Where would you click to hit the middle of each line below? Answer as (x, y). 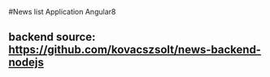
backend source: (52, 37)
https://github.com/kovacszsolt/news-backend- (135, 50)
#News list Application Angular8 (62, 12)
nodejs (26, 63)
